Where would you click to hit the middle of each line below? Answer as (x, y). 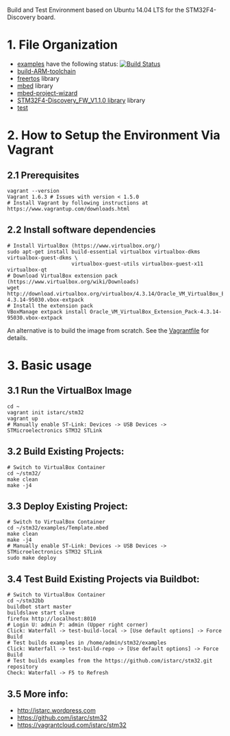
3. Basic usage (50, 365)
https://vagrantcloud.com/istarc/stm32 (72, 725)
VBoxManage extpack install (47, 311)
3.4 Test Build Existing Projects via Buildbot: (103, 579)
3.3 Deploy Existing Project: (67, 506)
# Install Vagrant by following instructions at (78, 203)
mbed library (35, 86)
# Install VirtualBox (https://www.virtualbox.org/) (84, 246)
